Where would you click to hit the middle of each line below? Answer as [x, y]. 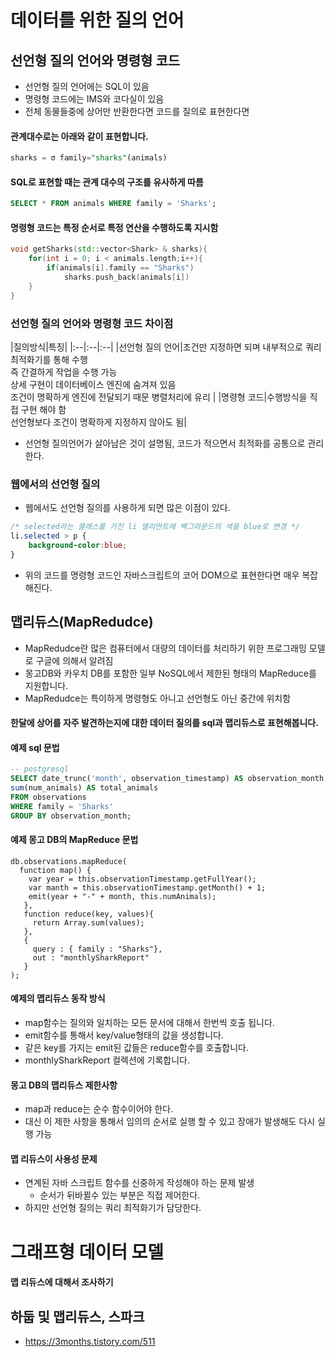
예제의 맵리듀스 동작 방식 [58, 998]
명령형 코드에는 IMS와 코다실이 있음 [94, 99]
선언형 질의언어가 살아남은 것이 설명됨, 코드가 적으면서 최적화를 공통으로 [165, 443]
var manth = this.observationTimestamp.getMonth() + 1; [147, 887]
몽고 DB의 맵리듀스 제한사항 [64, 1085]
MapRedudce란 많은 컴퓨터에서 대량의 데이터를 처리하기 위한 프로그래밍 [165, 648]
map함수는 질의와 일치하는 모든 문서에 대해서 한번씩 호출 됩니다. [149, 1022]
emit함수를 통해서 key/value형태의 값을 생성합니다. [124, 1035]
